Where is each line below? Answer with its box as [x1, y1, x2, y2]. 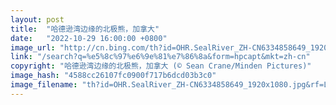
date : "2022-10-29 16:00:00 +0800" [10, 33, 168, 43]
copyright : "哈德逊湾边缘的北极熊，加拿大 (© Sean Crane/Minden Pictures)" [10, 61, 312, 71]
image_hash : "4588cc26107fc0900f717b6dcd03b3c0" [10, 71, 217, 81]
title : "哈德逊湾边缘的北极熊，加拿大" [10, 24, 160, 34]
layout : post [10, 14, 65, 25]
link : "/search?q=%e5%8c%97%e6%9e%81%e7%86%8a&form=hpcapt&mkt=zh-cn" [10, 52, 311, 62]
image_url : [10, 42, 56, 53]
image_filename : [10, 80, 78, 90]
